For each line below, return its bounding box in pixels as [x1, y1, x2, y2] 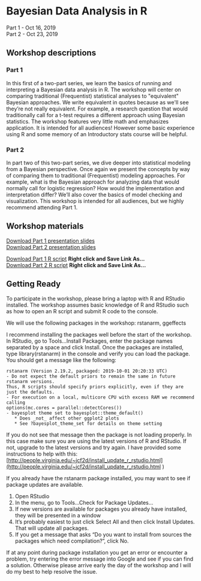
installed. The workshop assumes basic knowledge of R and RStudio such [6, 301, 189, 309]
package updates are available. [6, 481, 84, 488]
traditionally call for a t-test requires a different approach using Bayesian [6, 111, 185, 118]
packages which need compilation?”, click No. [14, 537, 129, 544]
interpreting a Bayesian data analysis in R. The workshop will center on [6, 86, 181, 93]
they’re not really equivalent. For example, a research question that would [6, 105, 188, 112]
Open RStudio [14, 492, 50, 499]
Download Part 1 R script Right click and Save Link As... [6, 255, 145, 262]
